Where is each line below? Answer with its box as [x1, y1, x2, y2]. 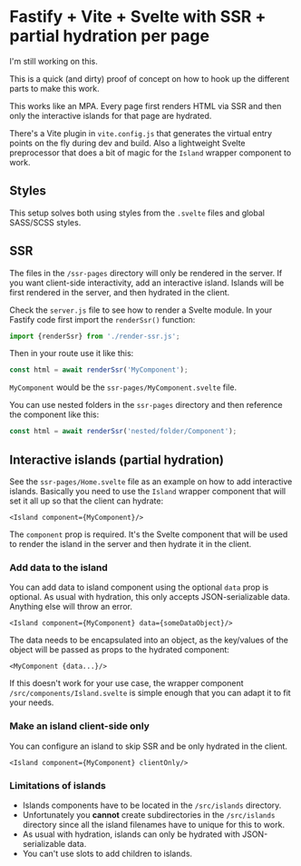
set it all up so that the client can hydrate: [9, 495, 164, 506]
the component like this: [9, 409, 100, 420]
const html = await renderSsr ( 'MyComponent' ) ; [9, 365, 189, 374]
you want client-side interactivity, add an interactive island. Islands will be [9, 277, 285, 288]
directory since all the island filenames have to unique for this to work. [22, 819, 286, 830]
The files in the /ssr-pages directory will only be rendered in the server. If [9, 267, 283, 278]
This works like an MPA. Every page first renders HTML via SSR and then [9, 100, 282, 111]
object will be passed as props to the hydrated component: [9, 644, 229, 655]
